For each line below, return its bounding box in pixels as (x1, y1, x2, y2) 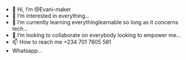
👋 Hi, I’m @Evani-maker (12, 6, 71, 13)
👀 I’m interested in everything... (12, 12, 90, 19)
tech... (12, 25, 28, 32)
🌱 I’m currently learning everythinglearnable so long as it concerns (12, 19, 179, 25)
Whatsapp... (12, 47, 42, 54)
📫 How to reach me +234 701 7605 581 (12, 38, 111, 45)
